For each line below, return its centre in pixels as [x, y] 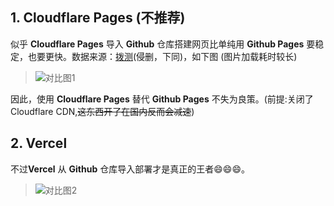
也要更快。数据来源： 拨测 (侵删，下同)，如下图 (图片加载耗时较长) [162, 56]
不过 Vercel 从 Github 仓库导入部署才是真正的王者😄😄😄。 [130, 169]
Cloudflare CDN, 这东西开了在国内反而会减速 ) [102, 111]
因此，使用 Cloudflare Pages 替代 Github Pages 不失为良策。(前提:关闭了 [162, 99]
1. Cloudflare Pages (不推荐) [98, 18]
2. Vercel [39, 143]
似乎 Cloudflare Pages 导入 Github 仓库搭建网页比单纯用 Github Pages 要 [163, 44]
